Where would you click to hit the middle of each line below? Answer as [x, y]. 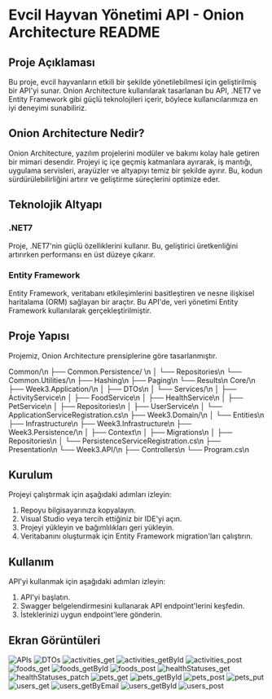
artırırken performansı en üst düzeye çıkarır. [82, 254]
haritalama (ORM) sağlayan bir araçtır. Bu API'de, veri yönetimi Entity [123, 301]
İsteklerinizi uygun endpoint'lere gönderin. [91, 615]
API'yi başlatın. [45, 597]
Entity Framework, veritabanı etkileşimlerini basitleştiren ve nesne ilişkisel [132, 293]
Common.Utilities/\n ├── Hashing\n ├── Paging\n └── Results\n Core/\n [132, 380]
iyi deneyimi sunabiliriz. [48, 108]
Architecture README [84, 32]
